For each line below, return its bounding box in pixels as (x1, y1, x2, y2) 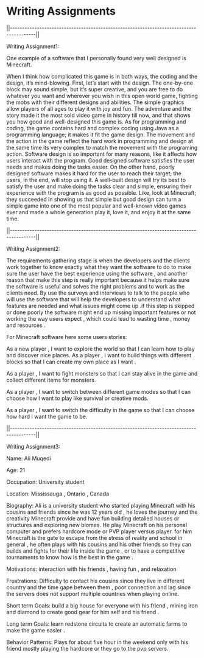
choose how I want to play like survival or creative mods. (6, 394, 149, 402)
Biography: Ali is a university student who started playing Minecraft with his (6, 502, 195, 509)
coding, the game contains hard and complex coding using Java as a (6, 124, 179, 131)
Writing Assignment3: (6, 443, 61, 450)
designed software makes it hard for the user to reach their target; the (6, 169, 181, 177)
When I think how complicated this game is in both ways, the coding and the (6, 72, 198, 80)
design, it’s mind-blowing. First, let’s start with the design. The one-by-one (6, 79, 194, 86)
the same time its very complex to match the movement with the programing (6, 144, 198, 151)
